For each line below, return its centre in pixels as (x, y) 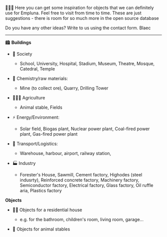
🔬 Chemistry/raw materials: (40, 79)
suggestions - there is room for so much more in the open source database (82, 18)
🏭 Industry (24, 163)
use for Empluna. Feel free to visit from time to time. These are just (73, 13)
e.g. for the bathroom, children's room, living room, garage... (82, 219)
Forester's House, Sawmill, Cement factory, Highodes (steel (81, 175)
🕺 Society (22, 54)
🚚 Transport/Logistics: (35, 144)
